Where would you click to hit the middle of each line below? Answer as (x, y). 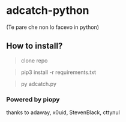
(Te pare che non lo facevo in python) (53, 27)
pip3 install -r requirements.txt (58, 72)
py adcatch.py (39, 84)
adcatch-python (48, 11)
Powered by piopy (33, 99)
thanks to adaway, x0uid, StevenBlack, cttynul (63, 112)
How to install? (34, 46)
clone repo (34, 60)
